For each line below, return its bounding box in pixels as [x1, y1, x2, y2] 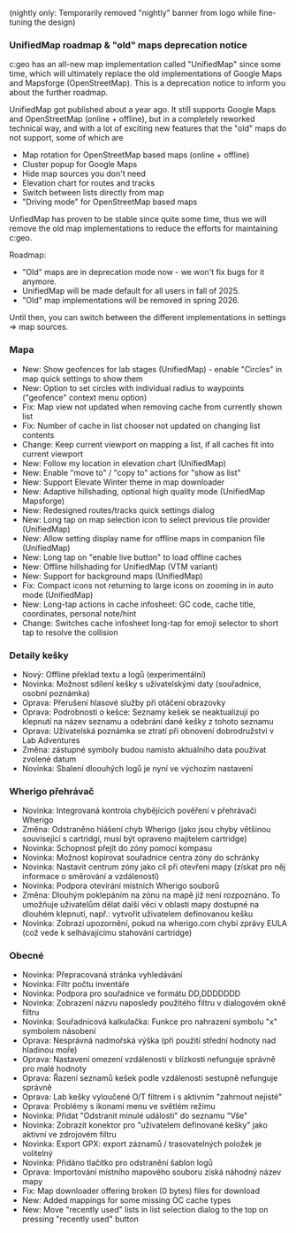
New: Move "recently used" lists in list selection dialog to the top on [21, 1205, 269, 1215]
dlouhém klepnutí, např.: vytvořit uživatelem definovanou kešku [21, 908, 254, 919]
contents [21, 429, 55, 440]
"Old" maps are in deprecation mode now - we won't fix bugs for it [21, 267, 265, 278]
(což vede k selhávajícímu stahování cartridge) [21, 928, 193, 938]
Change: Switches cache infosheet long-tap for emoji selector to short [21, 617, 278, 628]
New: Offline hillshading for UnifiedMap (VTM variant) [21, 561, 218, 571]
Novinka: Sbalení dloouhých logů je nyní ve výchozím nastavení [21, 762, 254, 773]
